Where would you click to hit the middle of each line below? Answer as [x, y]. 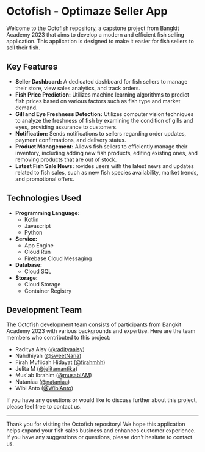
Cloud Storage [42, 284]
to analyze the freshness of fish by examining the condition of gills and [104, 120]
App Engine [39, 245]
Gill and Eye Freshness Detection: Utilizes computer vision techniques [104, 114]
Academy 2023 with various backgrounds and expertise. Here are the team [101, 331]
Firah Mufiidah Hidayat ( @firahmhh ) [60, 362]
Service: [26, 239]
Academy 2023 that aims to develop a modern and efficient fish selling [95, 34]
